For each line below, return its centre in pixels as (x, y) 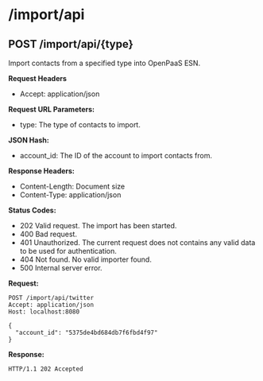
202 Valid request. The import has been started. (98, 225)
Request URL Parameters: (52, 109)
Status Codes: (33, 210)
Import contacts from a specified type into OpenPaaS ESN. (104, 63)
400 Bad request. (48, 234)
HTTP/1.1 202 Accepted (46, 369)
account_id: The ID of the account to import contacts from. (116, 156)
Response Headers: (42, 171)
